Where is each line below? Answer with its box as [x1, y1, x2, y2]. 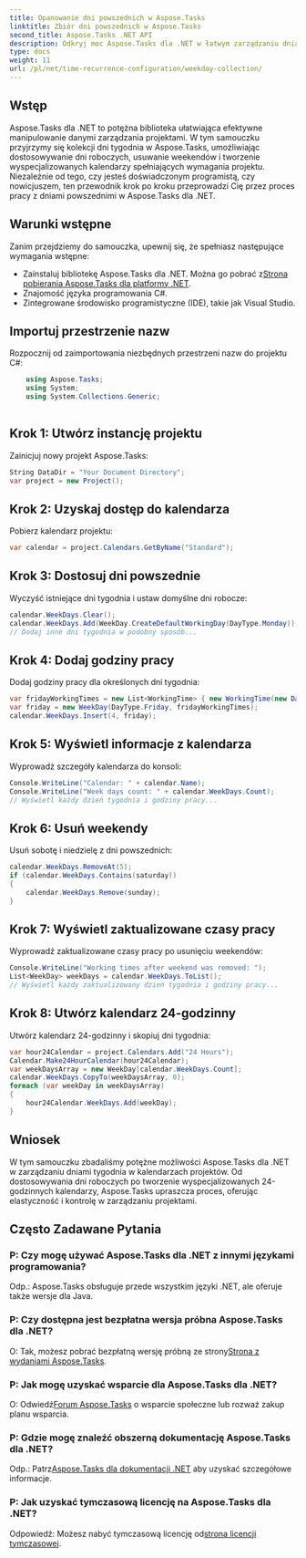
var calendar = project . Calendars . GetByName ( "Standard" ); [9, 544, 234, 553]
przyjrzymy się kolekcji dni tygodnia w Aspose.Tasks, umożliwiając [9, 141, 260, 152]
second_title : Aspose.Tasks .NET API [9, 30, 153, 39]
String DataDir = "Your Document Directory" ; [9, 467, 185, 477]
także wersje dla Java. [9, 1291, 94, 1302]
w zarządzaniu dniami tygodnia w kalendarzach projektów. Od [9, 1166, 243, 1177]
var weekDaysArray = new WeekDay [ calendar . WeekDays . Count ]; [9, 1065, 243, 1074]
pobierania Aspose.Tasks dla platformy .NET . [22, 277, 191, 288]
